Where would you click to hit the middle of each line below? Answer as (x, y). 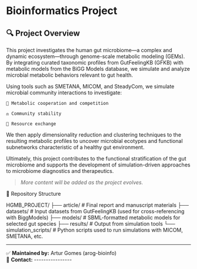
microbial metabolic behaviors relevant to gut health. (69, 75)
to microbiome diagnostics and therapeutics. (60, 171)
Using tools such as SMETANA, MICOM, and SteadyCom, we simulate (90, 86)
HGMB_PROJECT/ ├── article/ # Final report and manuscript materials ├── (98, 205)
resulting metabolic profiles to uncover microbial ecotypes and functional (94, 141)
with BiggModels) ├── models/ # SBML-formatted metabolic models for (93, 217)
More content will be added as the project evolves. (82, 182)
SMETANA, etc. (25, 236)
